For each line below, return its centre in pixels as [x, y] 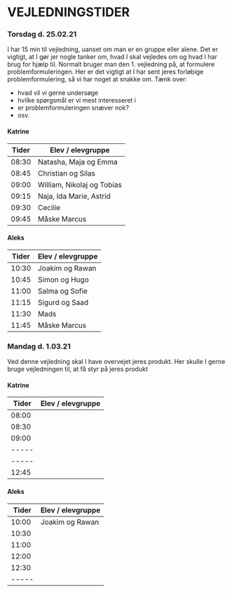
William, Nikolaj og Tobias [80, 185]
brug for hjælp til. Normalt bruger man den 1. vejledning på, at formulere [111, 65]
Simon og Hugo [63, 280]
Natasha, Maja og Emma [77, 162]
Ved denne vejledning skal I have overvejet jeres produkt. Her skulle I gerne [116, 362]
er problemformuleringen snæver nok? [73, 108]
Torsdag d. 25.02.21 [42, 34]
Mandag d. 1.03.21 [39, 346]
